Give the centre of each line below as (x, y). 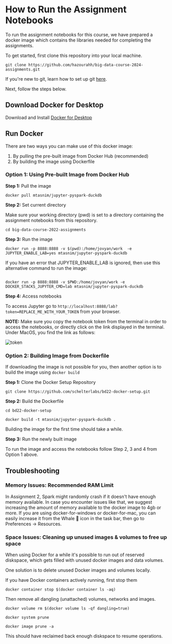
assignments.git (23, 69)
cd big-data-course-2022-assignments (46, 230)
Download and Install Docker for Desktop (49, 117)
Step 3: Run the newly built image (41, 439)
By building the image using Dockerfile (54, 161)
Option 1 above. (22, 455)
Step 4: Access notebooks (33, 296)
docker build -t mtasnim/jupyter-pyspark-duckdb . (61, 420)
